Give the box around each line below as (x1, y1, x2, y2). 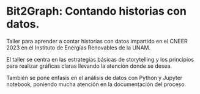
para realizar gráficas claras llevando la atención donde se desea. (6, 62, 172, 70)
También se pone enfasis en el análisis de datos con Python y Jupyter (6, 74, 183, 81)
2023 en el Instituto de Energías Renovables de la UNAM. (6, 44, 151, 51)
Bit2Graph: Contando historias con (6, 4, 187, 18)
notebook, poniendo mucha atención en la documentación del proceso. (6, 81, 187, 88)
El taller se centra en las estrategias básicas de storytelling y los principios (6, 56, 194, 63)
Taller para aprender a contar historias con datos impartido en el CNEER (6, 37, 188, 45)
